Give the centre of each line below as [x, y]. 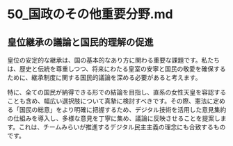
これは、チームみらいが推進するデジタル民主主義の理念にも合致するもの [122, 127]
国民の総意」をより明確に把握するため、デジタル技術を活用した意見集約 [123, 109]
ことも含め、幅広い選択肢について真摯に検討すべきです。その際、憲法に [110, 101]
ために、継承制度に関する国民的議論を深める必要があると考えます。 [104, 78]
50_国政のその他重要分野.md [90, 14]
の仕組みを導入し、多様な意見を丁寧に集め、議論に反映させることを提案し [114, 118]
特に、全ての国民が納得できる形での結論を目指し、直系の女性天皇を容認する [117, 92]
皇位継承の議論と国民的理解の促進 [80, 42]
